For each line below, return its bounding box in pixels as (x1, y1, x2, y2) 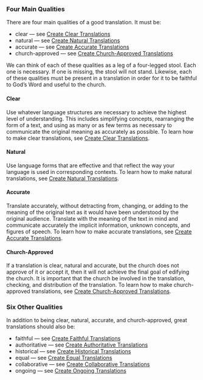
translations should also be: (6, 323, 75, 330)
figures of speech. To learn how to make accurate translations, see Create (6, 227, 192, 235)
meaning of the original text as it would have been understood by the (6, 209, 179, 216)
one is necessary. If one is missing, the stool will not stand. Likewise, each (6, 68, 193, 75)
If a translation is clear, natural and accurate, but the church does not (6, 262, 179, 269)
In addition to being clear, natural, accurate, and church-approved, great (6, 317, 187, 324)
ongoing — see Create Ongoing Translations (15, 367, 126, 375)
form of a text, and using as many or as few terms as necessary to (6, 121, 172, 129)
